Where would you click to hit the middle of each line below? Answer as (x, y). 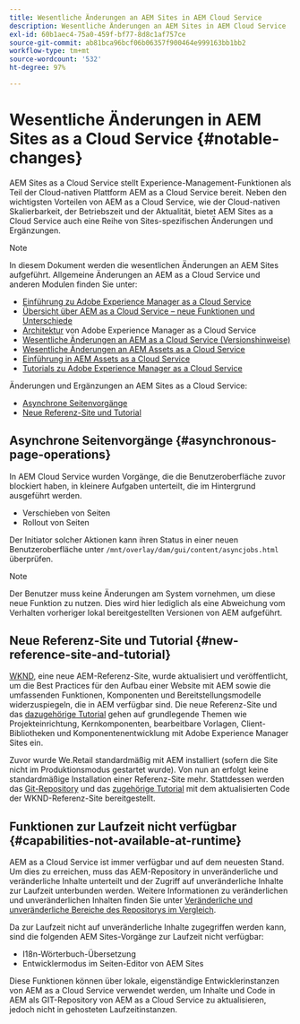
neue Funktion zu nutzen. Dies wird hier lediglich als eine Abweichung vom (147, 603)
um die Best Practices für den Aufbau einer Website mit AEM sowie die (140, 686)
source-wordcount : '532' (56, 59)
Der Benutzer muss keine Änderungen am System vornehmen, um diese (142, 594)
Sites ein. (26, 743)
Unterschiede (47, 320)
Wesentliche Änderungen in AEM (135, 120)
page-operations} (60, 455)
